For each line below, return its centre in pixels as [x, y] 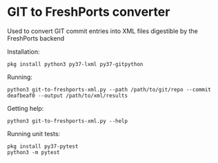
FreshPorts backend [36, 38]
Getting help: [26, 108]
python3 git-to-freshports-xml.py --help [68, 121]
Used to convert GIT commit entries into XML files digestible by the [102, 31]
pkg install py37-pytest [43, 146]
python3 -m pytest [33, 152]
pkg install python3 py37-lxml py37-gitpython [75, 64]
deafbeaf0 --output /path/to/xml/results [68, 96]
